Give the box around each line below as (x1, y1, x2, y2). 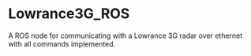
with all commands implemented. (8, 39, 116, 48)
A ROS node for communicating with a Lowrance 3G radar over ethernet (8, 31, 243, 40)
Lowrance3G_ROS (8, 5, 130, 23)
